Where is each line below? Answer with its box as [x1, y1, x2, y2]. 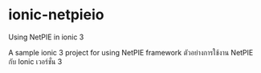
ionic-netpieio [8, 6, 104, 24]
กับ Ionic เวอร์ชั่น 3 [8, 56, 63, 66]
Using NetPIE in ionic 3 [8, 32, 84, 42]
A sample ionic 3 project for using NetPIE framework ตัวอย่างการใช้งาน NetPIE [8, 47, 254, 57]
